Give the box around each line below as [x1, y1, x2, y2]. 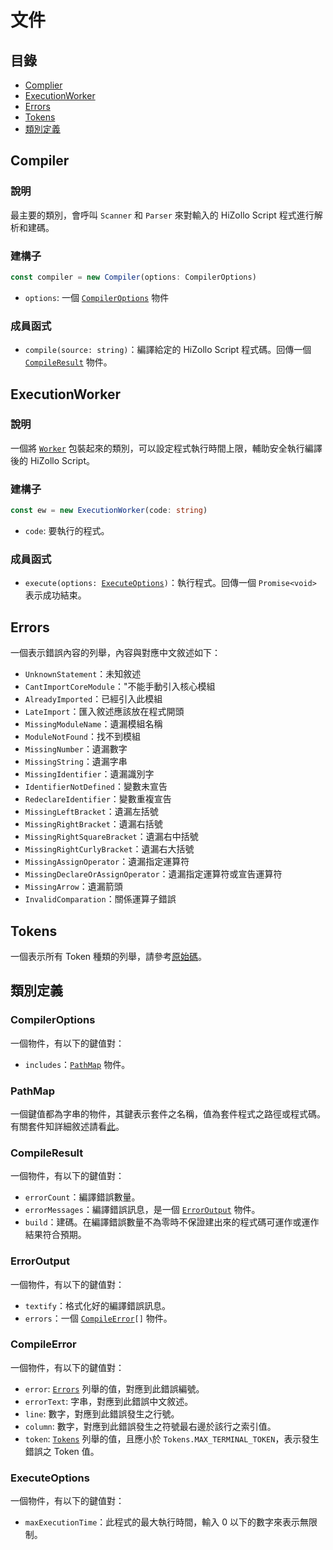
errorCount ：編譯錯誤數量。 [24, 1191, 141, 1203]
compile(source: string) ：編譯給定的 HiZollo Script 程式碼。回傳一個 [24, 344, 312, 356]
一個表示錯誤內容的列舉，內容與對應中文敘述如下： [10, 647, 221, 659]
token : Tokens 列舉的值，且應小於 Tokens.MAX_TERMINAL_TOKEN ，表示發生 [24, 1432, 320, 1445]
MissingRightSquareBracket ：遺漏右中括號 [24, 831, 199, 843]
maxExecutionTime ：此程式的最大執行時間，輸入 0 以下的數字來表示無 [24, 1516, 310, 1528]
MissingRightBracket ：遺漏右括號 [24, 818, 163, 830]
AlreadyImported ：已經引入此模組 [24, 693, 163, 705]
